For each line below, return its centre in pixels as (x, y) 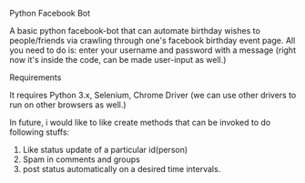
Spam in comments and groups (81, 159)
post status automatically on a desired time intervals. (122, 169)
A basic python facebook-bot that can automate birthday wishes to (135, 30)
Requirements (36, 77)
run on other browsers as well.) (68, 105)
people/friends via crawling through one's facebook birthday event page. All (152, 41)
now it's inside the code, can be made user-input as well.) (118, 60)
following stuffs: (40, 132)
